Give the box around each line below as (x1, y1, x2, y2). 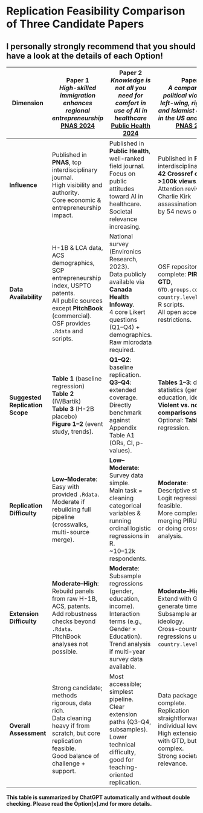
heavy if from (52, 722, 90, 730)
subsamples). (109, 725, 148, 733)
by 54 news (158, 207, 192, 215)
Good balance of (52, 752, 100, 760)
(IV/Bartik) (52, 397, 82, 405)
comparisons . (158, 408, 198, 417)
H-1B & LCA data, (52, 244, 103, 252)
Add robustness (52, 610, 97, 618)
